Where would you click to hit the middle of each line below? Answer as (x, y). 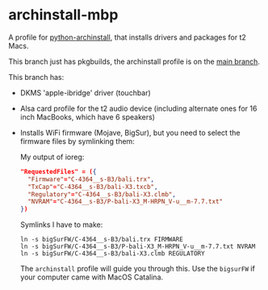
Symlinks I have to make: (61, 225)
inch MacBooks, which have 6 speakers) (88, 117)
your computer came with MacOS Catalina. (92, 277)
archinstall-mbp (63, 15)
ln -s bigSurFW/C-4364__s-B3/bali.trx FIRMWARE (101, 240)
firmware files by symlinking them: (77, 141)
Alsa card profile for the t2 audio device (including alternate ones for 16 (138, 108)
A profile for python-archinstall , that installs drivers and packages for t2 (127, 37)
